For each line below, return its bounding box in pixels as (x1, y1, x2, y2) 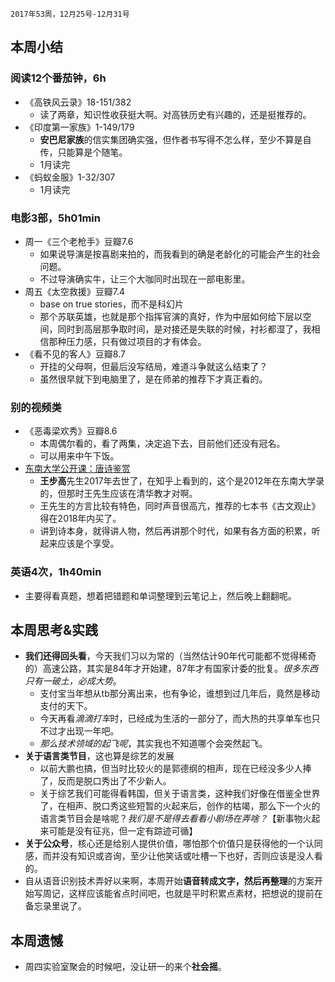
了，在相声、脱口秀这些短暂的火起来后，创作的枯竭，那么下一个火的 (39, 800, 321, 812)
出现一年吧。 (66, 725, 120, 737)
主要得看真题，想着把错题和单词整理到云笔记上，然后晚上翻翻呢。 (24, 589, 297, 602)
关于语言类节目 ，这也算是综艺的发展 (24, 750, 175, 762)
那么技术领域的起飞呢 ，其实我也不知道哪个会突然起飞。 (39, 738, 268, 750)
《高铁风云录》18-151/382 (24, 96, 132, 108)
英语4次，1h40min (10, 565, 102, 579)
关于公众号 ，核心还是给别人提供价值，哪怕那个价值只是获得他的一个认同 (24, 838, 323, 850)
